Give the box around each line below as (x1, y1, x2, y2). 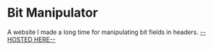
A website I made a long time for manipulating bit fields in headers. (7, 28, 199, 36)
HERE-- (33, 35, 56, 43)
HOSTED (7, 35, 33, 43)
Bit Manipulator (7, 5, 98, 21)
